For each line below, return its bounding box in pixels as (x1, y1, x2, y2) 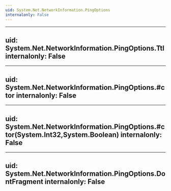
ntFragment (5, 177, 43, 186)
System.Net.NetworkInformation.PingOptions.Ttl (5, 44, 164, 53)
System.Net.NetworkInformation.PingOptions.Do (5, 170, 166, 178)
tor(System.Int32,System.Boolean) (5, 130, 120, 139)
